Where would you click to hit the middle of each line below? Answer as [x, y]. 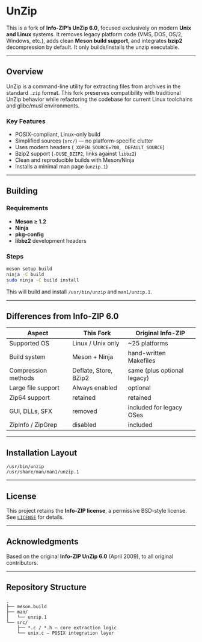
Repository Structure [47, 587]
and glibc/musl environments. [43, 105]
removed [84, 411]
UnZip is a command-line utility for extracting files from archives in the [93, 86]
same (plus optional [156, 371]
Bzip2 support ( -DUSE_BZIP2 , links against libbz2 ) [76, 154]
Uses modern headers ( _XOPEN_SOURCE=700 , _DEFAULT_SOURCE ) [90, 147]
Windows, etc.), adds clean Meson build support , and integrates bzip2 [94, 40]
